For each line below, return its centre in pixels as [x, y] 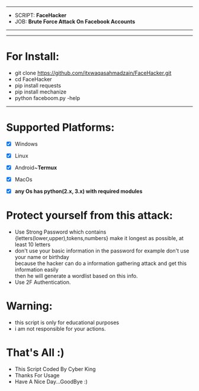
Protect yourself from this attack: [89, 216]
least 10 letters [33, 245]
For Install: [33, 56]
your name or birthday [42, 257]
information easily [37, 270]
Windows [26, 144]
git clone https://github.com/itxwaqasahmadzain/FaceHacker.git [93, 73]
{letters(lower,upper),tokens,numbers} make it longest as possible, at [99, 238]
